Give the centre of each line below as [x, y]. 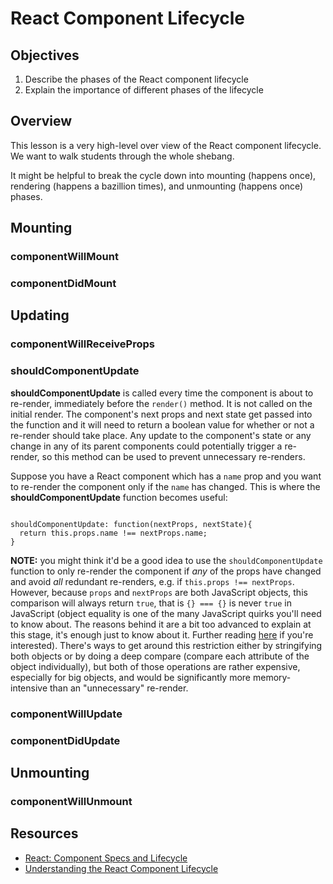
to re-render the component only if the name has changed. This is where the [165, 486]
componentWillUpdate [66, 714]
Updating [40, 315]
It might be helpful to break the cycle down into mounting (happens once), [163, 175]
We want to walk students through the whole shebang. [122, 156]
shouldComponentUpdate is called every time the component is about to [162, 393]
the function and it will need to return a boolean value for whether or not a [162, 424]
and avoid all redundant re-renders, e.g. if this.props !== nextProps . [152, 581]
